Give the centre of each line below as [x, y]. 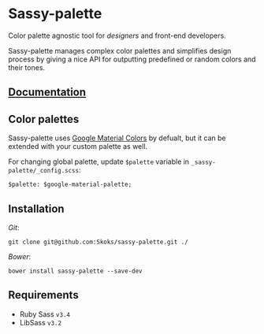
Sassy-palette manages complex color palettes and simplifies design [120, 50]
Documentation [47, 93]
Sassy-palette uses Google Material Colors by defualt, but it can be [117, 138]
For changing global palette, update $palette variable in [99, 161]
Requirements [43, 295]
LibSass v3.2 [40, 322]
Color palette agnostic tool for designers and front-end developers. [117, 35]
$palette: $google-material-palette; [70, 185]
